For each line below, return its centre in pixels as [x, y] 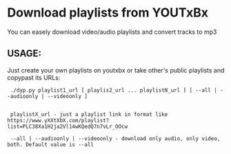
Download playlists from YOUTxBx [108, 13]
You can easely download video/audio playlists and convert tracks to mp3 [112, 32]
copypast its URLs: [34, 77]
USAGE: [24, 54]
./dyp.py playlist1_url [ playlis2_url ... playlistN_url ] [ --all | [113, 90]
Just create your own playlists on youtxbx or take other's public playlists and [116, 70]
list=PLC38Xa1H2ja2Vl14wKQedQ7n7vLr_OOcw [68, 126]
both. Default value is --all [51, 144]
